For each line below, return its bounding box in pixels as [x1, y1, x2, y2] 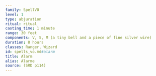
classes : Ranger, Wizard [5, 44, 57, 49]
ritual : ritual [5, 21, 37, 26]
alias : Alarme [5, 58, 35, 63]
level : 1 [5, 12, 24, 17]
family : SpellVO [5, 7, 39, 12]
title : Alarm [5, 53, 33, 59]
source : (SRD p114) [5, 63, 46, 68]
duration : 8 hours [5, 40, 44, 45]
